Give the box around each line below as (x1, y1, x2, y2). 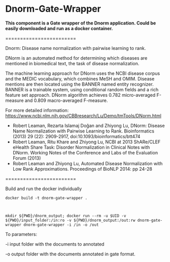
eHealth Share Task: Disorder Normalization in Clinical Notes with (12, 144, 150, 150)
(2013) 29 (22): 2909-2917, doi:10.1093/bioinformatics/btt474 (12, 133, 141, 139)
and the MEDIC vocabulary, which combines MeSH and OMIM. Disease (5, 75, 155, 82)
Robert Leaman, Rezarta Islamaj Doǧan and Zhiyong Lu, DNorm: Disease (12, 122, 165, 128)
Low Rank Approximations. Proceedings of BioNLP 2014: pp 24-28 (12, 166, 153, 172)
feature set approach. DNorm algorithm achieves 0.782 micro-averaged (5, 92, 156, 98)
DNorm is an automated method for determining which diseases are (5, 55, 148, 61)
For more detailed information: (5, 107, 69, 113)
